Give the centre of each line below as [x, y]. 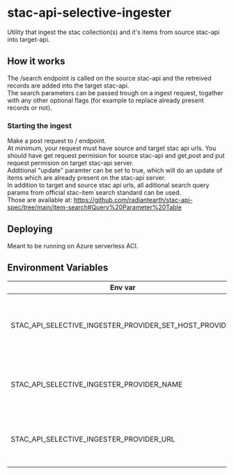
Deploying [30, 229]
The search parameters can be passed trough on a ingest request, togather [115, 92]
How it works [36, 62]
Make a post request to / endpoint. [57, 141]
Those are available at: [40, 200]
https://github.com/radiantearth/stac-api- [133, 200]
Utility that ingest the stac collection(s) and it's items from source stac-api [114, 32]
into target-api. [29, 39]
